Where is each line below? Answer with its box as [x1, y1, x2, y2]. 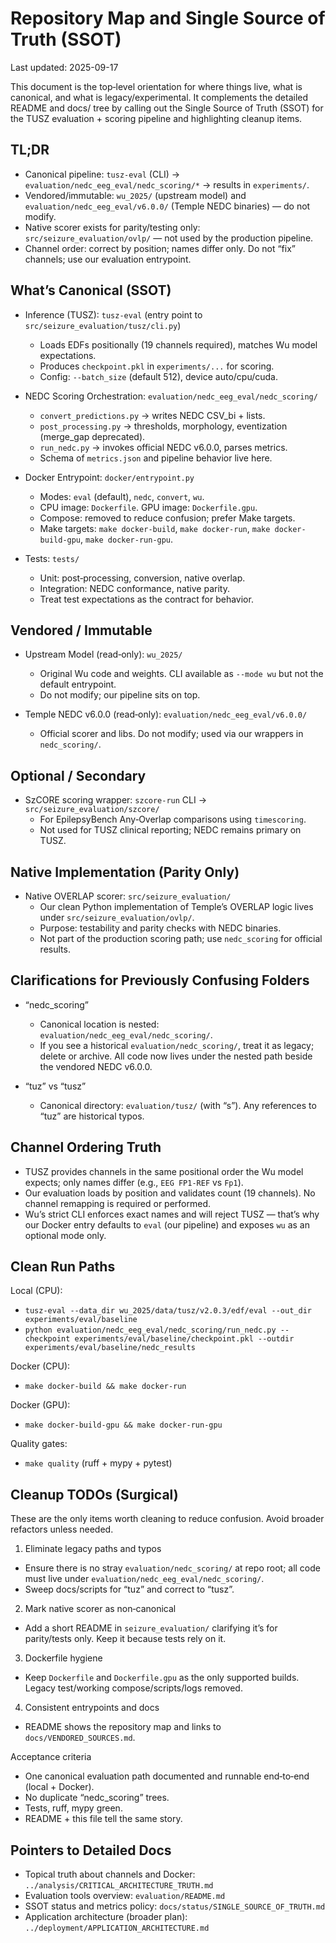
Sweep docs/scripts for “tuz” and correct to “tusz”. [24, 1583, 235, 1596]
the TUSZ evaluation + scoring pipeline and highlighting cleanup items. [10, 112, 303, 124]
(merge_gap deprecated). [39, 430, 146, 442]
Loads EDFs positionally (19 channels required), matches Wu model [39, 338, 318, 351]
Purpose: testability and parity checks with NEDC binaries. [39, 922, 282, 934]
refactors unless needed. [10, 1523, 114, 1536]
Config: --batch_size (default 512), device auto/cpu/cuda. [39, 370, 278, 382]
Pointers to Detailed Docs [10, 1842, 172, 1859]
